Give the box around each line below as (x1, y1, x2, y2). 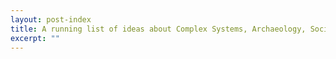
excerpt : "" (10, 33, 60, 43)
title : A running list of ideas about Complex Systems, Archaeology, (10, 24, 307, 34)
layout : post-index (10, 14, 92, 25)
